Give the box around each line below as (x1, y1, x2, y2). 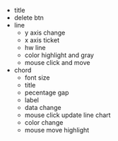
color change (24, 118, 64, 126)
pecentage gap (24, 88, 69, 97)
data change (24, 104, 61, 111)
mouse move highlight (24, 126, 90, 134)
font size (24, 73, 51, 82)
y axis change (24, 28, 66, 37)
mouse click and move (24, 59, 90, 66)
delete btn (13, 13, 45, 22)
